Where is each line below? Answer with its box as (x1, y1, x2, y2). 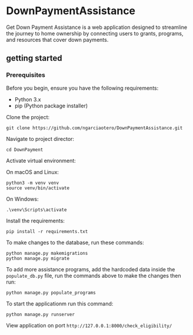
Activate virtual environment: (6, 157, 76, 164)
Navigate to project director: (6, 135, 75, 142)
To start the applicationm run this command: (6, 300, 114, 307)
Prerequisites (6, 71, 45, 79)
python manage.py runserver (6, 311, 75, 317)
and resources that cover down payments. (6, 36, 109, 43)
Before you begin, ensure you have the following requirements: (6, 84, 159, 91)
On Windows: (6, 195, 39, 202)
